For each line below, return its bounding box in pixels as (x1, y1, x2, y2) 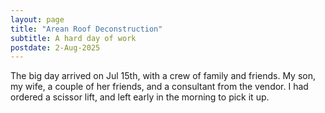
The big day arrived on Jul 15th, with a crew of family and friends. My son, (10, 70, 317, 82)
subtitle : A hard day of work (10, 33, 137, 43)
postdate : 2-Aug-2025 (10, 42, 101, 53)
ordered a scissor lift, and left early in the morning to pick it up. (10, 91, 270, 103)
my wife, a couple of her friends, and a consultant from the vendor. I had (10, 81, 309, 93)
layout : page (10, 14, 65, 25)
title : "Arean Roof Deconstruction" (10, 24, 163, 34)
